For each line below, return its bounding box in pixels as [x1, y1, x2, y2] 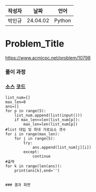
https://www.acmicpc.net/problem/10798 [5, 54, 91, 60]
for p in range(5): [5, 109, 46, 114]
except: [23, 149, 39, 154]
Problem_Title [5, 38, 65, 50]
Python [54, 17, 72, 24]
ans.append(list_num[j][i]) [32, 145, 92, 150]
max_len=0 [5, 100, 26, 105]
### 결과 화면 [5, 182, 31, 187]
